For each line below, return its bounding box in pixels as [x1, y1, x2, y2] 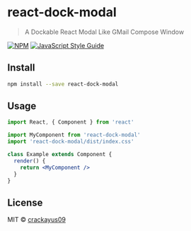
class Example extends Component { [7, 151, 112, 158]
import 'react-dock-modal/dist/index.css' [7, 138, 134, 146]
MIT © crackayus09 [7, 215, 66, 224]
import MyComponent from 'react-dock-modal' [7, 131, 141, 138]
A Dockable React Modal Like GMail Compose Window [24, 28, 185, 36]
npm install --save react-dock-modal [7, 81, 119, 88]
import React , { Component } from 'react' [7, 119, 134, 126]
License [7, 196, 43, 208]
